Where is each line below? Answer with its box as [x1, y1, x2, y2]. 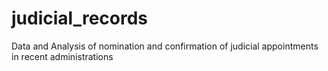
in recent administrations [11, 50, 114, 62]
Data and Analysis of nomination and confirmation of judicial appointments [11, 40, 319, 52]
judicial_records [11, 7, 149, 30]
